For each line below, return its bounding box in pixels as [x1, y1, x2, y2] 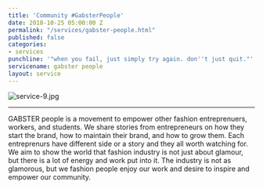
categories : [8, 41, 47, 49]
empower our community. [8, 172, 92, 181]
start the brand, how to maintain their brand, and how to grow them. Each [8, 130, 245, 140]
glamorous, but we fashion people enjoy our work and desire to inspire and [8, 164, 250, 173]
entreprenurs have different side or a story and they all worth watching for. [8, 139, 249, 148]
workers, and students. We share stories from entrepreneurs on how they [8, 122, 245, 132]
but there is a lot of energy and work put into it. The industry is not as [8, 155, 232, 165]
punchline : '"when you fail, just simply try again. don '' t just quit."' [8, 56, 254, 64]
